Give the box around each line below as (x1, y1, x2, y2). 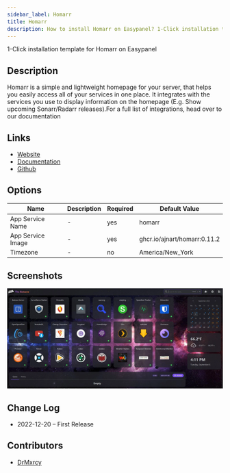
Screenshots (7, 270, 63, 281)
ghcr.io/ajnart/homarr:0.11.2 (139, 235, 220, 243)
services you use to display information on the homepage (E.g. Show (7, 98, 202, 106)
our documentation (7, 112, 61, 120)
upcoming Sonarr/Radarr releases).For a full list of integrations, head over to (7, 105, 222, 113)
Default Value (159, 205, 200, 213)
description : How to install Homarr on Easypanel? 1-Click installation (7, 25, 219, 32)
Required (107, 205, 133, 213)
